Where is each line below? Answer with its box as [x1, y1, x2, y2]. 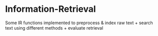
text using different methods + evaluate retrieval [5, 25, 104, 31]
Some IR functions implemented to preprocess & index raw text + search [5, 20, 154, 26]
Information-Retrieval [5, 3, 96, 15]
